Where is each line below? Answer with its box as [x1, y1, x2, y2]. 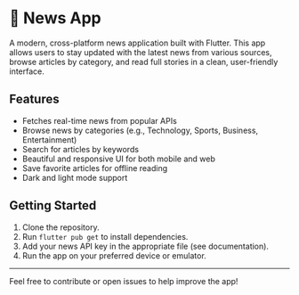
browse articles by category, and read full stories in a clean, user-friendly [9, 56, 279, 67]
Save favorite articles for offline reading [21, 162, 168, 173]
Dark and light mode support [21, 172, 128, 183]
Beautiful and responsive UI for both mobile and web [21, 153, 216, 164]
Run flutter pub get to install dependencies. [21, 231, 189, 242]
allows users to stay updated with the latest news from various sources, [9, 46, 272, 57]
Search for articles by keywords [21, 143, 140, 154]
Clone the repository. [21, 222, 100, 233]
